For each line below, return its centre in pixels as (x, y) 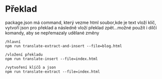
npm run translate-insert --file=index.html (51, 59)
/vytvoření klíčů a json (31, 67)
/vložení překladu (24, 55)
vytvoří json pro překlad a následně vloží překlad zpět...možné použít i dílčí (81, 27)
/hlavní (13, 42)
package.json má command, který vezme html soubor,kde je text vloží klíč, (81, 22)
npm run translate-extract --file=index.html (52, 72)
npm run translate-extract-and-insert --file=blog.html (64, 46)
